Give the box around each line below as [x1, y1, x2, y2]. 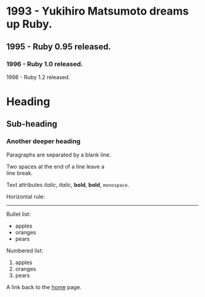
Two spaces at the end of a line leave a [6, 162, 105, 170]
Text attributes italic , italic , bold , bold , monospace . [6, 181, 129, 188]
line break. [6, 169, 33, 176]
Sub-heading [6, 119, 58, 129]
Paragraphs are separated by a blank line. [6, 151, 112, 158]
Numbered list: [6, 246, 44, 254]
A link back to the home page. [6, 283, 82, 290]
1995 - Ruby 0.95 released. [6, 41, 112, 52]
